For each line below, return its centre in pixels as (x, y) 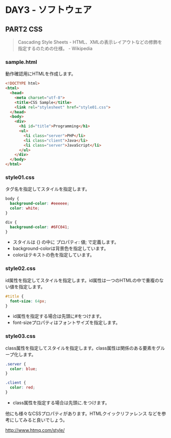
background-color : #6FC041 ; (40, 227)
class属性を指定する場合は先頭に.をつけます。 (61, 402)
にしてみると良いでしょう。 (39, 420)
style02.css (20, 268)
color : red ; (23, 388)
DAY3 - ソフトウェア (48, 10)
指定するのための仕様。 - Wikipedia (55, 48)
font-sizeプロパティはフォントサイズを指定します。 (66, 322)
